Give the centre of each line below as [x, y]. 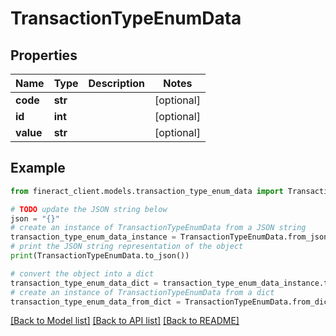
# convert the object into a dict [82, 273]
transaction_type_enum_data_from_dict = [96, 302]
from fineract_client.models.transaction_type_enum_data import [147, 191]
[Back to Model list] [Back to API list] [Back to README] [125, 321]
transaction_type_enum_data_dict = [84, 283]
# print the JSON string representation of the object [127, 247]
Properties [44, 55]
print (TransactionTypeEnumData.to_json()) [100, 256]
